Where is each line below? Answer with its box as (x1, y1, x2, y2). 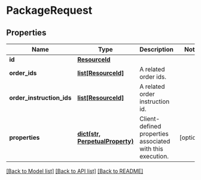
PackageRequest (6, 4, 93, 17)
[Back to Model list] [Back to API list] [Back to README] (6, 167, 144, 175)
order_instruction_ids (9, 94, 72, 102)
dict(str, (77, 130, 100, 138)
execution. (139, 152, 169, 160)
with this (139, 145, 163, 153)
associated (139, 137, 170, 145)
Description (139, 46, 173, 53)
